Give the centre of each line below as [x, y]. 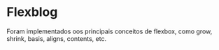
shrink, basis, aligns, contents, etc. [56, 38]
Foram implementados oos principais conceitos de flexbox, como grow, [109, 31]
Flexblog [32, 12]
